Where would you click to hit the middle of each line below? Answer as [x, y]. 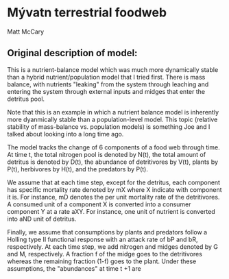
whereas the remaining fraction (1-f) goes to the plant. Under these [102, 261]
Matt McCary [26, 32]
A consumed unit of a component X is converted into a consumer [99, 204]
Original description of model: [72, 53]
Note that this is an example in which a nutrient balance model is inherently [113, 112]
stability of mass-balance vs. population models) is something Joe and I [109, 126]
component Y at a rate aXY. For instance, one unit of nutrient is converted [111, 211]
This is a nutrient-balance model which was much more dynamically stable [113, 69]
